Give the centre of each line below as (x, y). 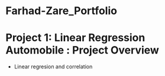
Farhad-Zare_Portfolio (62, 11)
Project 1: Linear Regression (75, 38)
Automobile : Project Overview (82, 50)
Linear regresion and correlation (53, 67)
